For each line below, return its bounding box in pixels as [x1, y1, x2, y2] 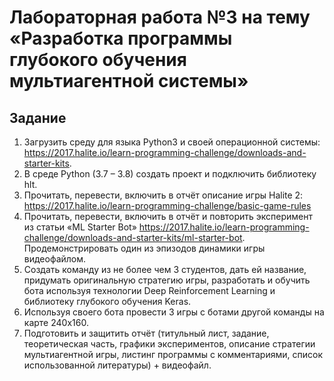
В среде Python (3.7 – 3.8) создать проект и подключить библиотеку [23, 168, 317, 180]
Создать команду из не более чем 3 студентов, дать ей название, [23, 264, 307, 275]
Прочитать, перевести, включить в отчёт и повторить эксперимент [23, 211, 314, 222]
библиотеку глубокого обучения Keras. [23, 296, 192, 307]
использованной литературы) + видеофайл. [23, 359, 212, 371]
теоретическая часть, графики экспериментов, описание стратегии [23, 338, 316, 350]
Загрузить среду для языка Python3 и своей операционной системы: [23, 136, 321, 148]
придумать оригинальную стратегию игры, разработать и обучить [23, 274, 311, 286]
